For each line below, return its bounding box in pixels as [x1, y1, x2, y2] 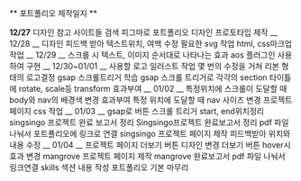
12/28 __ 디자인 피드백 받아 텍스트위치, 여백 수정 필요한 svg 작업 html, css [9, 39, 270, 49]
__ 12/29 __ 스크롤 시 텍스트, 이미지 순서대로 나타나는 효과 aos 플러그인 [25, 50, 276, 60]
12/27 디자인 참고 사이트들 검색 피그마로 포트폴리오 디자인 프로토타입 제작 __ [9, 27, 278, 38]
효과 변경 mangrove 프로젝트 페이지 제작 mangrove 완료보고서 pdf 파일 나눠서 [9, 151, 286, 161]
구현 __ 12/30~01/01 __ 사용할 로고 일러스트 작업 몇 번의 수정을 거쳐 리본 [25, 61, 279, 71]
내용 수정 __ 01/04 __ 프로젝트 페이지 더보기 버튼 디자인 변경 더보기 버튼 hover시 [9, 140, 291, 150]
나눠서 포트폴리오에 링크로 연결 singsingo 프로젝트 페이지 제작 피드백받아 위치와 [9, 129, 291, 139]
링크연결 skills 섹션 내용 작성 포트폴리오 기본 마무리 [9, 162, 189, 173]
